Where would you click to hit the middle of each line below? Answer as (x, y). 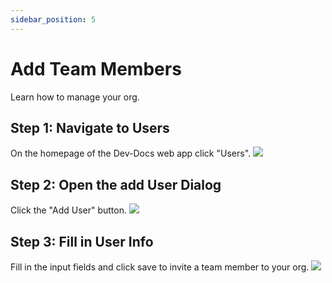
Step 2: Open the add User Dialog (116, 184)
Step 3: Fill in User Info (82, 241)
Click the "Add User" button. (69, 210)
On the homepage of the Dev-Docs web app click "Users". (131, 153)
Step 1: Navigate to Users (90, 127)
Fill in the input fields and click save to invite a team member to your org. (160, 267)
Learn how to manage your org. (75, 97)
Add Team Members (96, 68)
